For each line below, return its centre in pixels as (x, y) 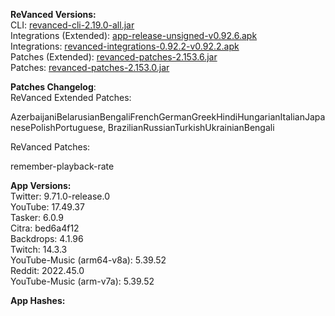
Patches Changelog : (53, 87)
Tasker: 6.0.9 (37, 217)
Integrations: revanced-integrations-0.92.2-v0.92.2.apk (125, 46)
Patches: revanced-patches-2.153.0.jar (90, 67)
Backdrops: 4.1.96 (47, 238)
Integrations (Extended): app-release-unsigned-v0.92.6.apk (134, 35)
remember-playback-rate (62, 166)
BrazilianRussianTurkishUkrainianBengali (191, 127)
